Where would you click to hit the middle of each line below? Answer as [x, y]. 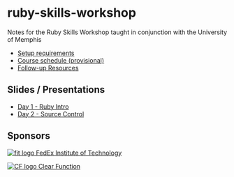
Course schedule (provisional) [61, 60]
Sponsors [29, 136]
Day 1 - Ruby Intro [43, 107]
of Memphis [24, 39]
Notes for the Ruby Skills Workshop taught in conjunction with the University [117, 32]
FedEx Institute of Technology [79, 153]
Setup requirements [46, 53]
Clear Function [59, 166]
